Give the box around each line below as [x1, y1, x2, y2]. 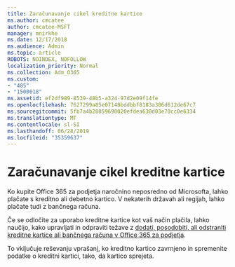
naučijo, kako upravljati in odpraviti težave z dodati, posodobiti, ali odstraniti [7, 224, 227, 232]
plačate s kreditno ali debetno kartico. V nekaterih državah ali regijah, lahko [7, 195, 225, 203]
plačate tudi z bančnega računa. [7, 203, 101, 211]
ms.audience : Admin [7, 43, 65, 50]
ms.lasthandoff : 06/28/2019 [7, 128, 90, 135]
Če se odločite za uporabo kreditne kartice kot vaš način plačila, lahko [7, 216, 210, 224]
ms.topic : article [7, 50, 61, 57]
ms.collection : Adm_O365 [7, 69, 80, 76]
